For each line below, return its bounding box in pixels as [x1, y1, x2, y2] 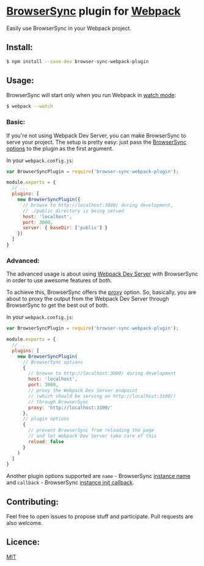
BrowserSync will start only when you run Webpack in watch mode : [6, 92, 177, 99]
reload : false [28, 438, 64, 444]
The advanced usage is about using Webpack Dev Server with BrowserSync [6, 270, 199, 277]
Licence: [6, 537, 40, 548]
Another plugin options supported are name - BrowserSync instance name [6, 472, 191, 480]
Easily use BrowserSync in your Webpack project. [6, 24, 132, 32]
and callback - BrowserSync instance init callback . [6, 479, 134, 487]
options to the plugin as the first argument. [6, 145, 114, 152]
